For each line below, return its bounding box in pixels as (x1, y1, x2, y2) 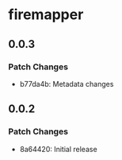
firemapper (8, 6, 84, 24)
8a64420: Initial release (19, 144, 97, 154)
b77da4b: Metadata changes (19, 79, 114, 88)
